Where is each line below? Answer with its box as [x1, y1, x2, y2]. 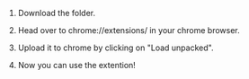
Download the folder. [17, 8, 96, 18]
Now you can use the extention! [17, 60, 137, 70]
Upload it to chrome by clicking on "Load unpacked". [17, 42, 214, 53]
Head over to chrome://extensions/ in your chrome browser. [17, 25, 240, 35]
